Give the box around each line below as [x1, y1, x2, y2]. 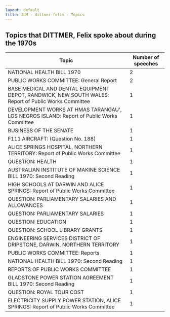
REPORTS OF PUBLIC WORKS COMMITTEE [8, 266, 111, 273]
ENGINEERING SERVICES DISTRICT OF [8, 235, 101, 242]
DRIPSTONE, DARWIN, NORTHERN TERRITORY [8, 241, 120, 249]
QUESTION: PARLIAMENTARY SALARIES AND [8, 196, 116, 203]
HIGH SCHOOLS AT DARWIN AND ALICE [8, 181, 104, 188]
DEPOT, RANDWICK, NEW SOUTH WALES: [8, 92, 109, 99]
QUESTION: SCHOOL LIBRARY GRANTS [8, 227, 103, 234]
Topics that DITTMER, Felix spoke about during [5, 31, 156, 40]
